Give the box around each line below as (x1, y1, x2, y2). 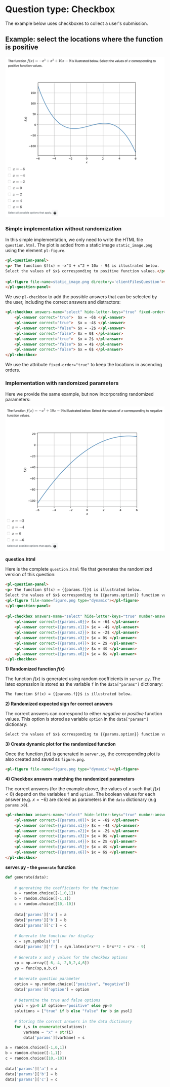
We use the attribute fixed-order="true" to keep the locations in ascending (5, 362, 162, 368)
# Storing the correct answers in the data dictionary (14, 1019, 133, 1024)
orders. (5, 367, 20, 373)
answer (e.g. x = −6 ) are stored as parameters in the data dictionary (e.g (5, 796, 157, 802)
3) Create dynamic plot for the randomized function (5, 741, 116, 747)
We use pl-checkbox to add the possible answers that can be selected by (5, 294, 157, 300)
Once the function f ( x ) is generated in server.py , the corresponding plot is (5, 751, 160, 757)
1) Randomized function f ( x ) (5, 666, 65, 672)
